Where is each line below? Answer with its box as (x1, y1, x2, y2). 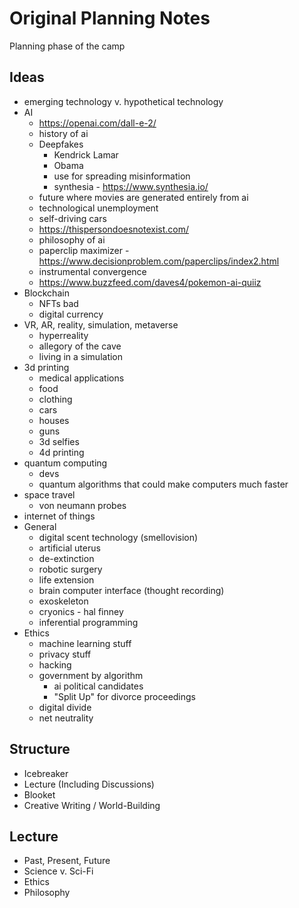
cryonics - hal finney (38, 605, 124, 617)
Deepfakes (38, 138, 84, 150)
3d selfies (38, 435, 80, 447)
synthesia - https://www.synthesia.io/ (53, 180, 209, 192)
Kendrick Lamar (53, 148, 119, 161)
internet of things (23, 510, 96, 522)
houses (38, 414, 70, 426)
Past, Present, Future (23, 855, 111, 867)
